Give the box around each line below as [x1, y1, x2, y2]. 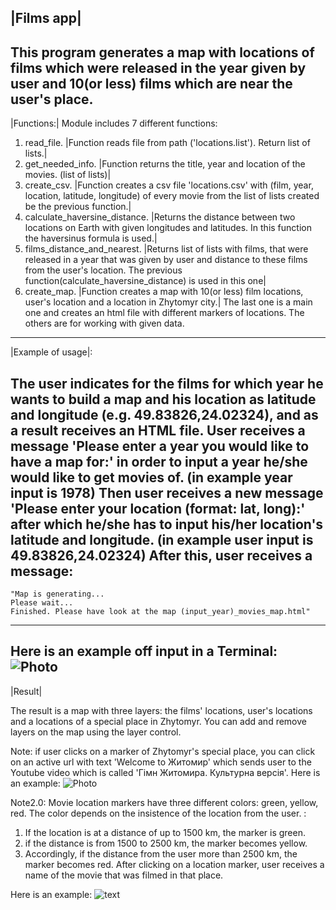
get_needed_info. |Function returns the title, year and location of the [24, 158, 306, 170]
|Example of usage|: [10, 346, 93, 358]
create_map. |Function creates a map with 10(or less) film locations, [24, 286, 304, 298]
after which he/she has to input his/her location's [10, 516, 324, 533]
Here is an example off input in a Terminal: [10, 643, 278, 660]
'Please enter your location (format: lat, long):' [10, 500, 306, 517]
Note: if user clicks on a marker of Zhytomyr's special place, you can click [10, 745, 316, 757]
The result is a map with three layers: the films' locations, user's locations [10, 704, 313, 716]
